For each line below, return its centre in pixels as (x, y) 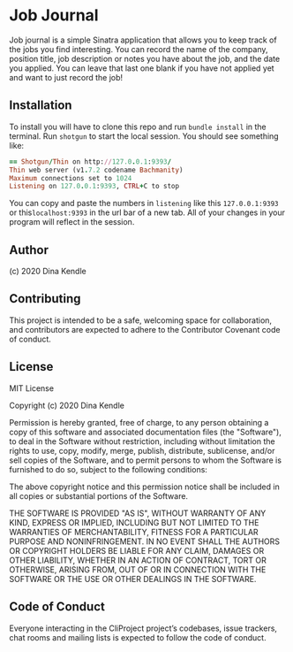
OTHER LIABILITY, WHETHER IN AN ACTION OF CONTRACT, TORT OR (138, 560)
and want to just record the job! (66, 77)
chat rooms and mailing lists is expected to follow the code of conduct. (138, 637)
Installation (41, 106)
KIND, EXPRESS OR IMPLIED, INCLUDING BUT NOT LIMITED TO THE (134, 522)
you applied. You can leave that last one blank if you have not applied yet (142, 68)
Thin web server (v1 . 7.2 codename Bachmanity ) (96, 170)
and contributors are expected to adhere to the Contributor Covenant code (145, 329)
